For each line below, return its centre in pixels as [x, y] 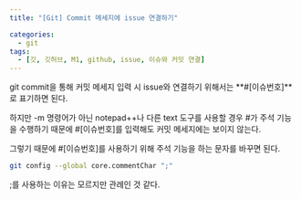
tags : [20, 51]
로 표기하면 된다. [39, 99]
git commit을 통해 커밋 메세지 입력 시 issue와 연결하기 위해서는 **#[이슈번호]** [151, 87]
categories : [32, 34]
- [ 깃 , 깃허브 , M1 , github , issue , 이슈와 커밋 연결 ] [111, 60]
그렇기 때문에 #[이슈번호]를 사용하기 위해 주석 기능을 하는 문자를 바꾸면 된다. [145, 149]
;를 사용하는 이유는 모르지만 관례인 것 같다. [85, 184]
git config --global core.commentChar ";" [91, 166]
